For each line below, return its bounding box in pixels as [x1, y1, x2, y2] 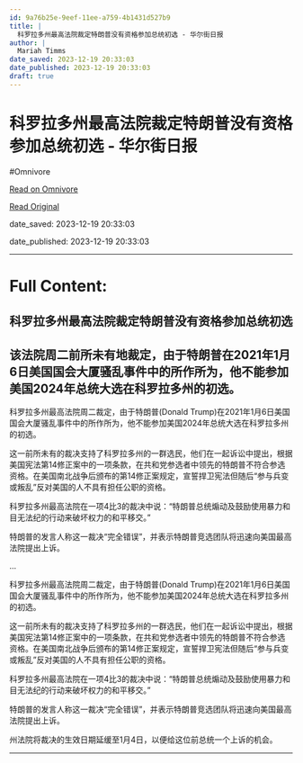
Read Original [9, 201, 60, 211]
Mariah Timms [17, 47, 67, 56]
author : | [9, 38, 47, 48]
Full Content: [9, 275, 108, 296]
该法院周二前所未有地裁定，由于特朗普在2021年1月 [9, 347, 290, 363]
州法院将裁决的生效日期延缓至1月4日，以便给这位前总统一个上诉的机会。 [9, 734, 278, 745]
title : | [9, 22, 42, 31]
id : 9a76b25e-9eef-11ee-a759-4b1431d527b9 [9, 13, 171, 22]
